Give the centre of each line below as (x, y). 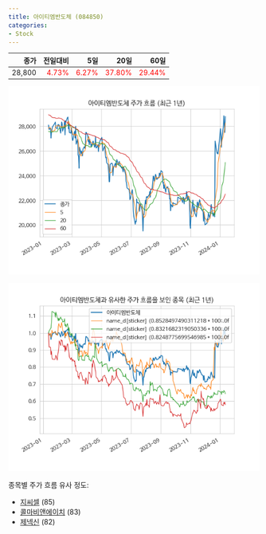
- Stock (21, 33)
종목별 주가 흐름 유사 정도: (49, 485)
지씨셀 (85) (37, 501)
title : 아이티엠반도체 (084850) (56, 17)
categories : (28, 25)
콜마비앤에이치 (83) (50, 512)
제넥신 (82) (37, 521)
